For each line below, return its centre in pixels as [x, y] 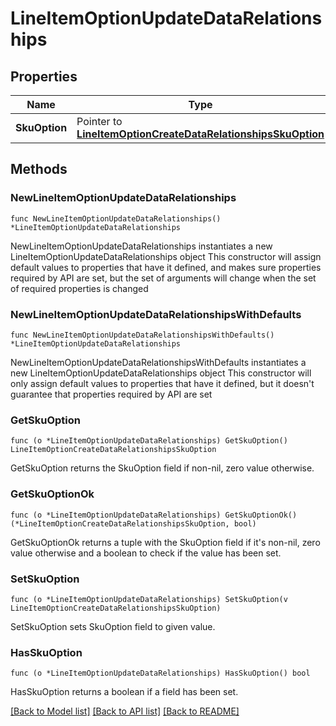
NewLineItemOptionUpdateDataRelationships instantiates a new [141, 246]
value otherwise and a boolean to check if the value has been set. [146, 553]
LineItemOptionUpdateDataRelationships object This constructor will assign [166, 256]
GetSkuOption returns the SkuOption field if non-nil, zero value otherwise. [162, 468]
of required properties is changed [79, 288]
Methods [39, 169]
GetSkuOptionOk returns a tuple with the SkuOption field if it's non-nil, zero [165, 542]
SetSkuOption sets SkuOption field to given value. [113, 626]
